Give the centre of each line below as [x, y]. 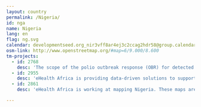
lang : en [17, 34]
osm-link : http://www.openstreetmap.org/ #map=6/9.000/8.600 [83, 51]
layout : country [26, 12]
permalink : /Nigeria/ [33, 17]
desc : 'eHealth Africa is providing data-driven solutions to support [107, 78]
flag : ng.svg [22, 39]
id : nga [16, 23]
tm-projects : [22, 56]
